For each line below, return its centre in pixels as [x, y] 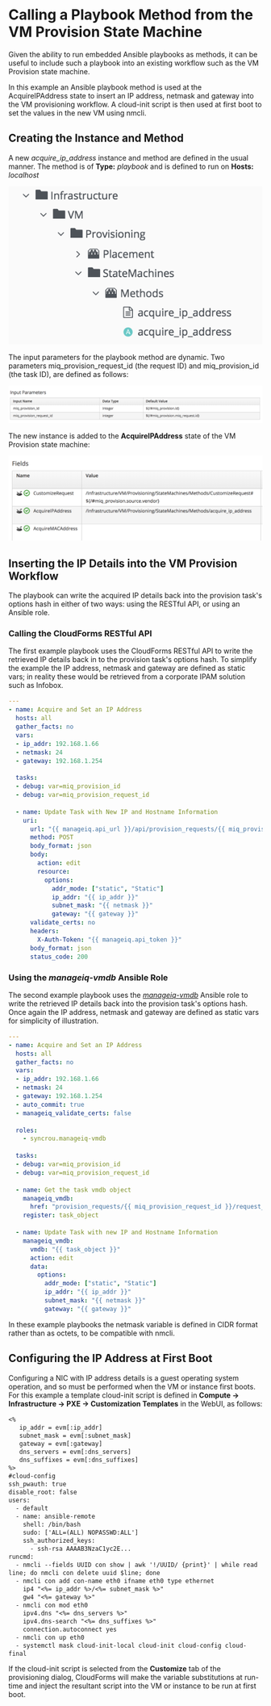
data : [39, 1266]
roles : [27, 1130]
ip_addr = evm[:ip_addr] [61, 1427]
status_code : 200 [59, 957]
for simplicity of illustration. [54, 1021]
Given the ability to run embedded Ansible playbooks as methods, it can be [133, 54]
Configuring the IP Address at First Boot [110, 1358]
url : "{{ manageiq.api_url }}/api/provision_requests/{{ [127, 829]
